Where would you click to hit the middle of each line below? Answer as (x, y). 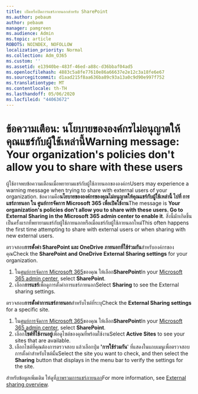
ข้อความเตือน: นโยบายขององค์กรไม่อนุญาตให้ (93, 128)
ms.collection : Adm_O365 (37, 56)
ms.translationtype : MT (35, 83)
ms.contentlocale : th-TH (37, 89)
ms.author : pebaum (29, 17)
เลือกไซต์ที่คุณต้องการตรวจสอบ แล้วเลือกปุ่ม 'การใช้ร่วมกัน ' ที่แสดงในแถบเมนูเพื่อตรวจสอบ (102, 347)
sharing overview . (28, 384)
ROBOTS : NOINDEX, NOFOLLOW (39, 45)
